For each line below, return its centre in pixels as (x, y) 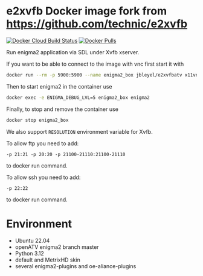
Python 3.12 (29, 253)
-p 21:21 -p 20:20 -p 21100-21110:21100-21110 (66, 154)
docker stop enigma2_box (37, 120)
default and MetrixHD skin (47, 260)
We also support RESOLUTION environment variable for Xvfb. (79, 131)
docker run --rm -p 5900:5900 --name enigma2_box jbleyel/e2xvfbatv (94, 75)
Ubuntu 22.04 (32, 240)
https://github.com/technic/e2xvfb (97, 24)
